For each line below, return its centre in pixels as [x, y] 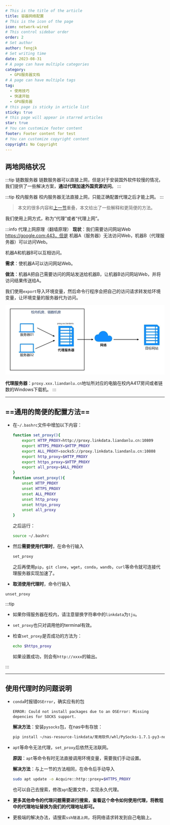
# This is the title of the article [44, 11]
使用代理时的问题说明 [38, 688]
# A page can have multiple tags [40, 80]
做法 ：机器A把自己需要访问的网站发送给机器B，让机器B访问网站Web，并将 [83, 274]
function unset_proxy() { [39, 478]
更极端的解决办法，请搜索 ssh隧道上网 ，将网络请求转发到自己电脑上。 [83, 817]
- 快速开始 [20, 96]
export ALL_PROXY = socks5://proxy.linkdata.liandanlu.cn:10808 [89, 451]
